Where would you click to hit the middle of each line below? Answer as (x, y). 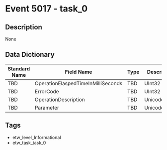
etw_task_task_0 (29, 143)
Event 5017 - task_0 (46, 9)
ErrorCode (47, 91)
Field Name (79, 72)
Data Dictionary (30, 55)
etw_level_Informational (37, 137)
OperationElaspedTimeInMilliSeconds (79, 83)
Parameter (47, 108)
